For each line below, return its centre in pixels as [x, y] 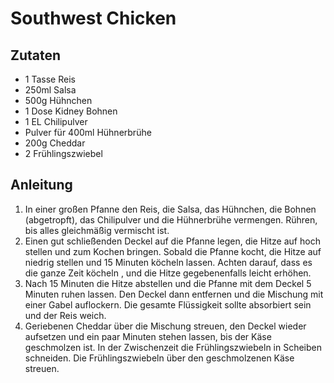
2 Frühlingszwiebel [63, 153]
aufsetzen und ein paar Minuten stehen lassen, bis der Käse [148, 336]
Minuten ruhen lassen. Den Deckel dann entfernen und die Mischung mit [174, 294]
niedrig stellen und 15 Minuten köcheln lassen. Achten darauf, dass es [168, 262]
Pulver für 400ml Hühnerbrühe [88, 132]
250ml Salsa [50, 90]
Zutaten [36, 55]
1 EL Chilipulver [56, 121]
